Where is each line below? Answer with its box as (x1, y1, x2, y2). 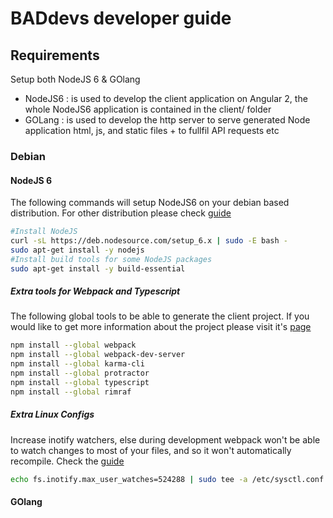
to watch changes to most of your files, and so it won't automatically (10, 444, 292, 456)
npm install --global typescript (10, 377, 150, 387)
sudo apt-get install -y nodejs (10, 245, 145, 255)
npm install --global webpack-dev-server (10, 350, 186, 360)
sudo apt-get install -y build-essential (10, 263, 186, 274)
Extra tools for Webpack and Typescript (10, 285, 181, 297)
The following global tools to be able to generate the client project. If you (10, 310, 310, 322)
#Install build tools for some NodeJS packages (10, 254, 213, 264)
